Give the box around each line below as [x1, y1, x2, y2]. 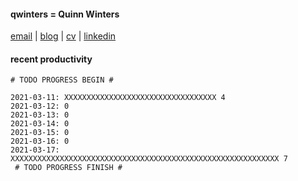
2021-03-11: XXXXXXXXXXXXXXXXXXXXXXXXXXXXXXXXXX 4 [10, 93, 226, 103]
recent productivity [10, 53, 93, 65]
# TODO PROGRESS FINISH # [14, 163, 123, 173]
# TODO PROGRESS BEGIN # [10, 75, 114, 85]
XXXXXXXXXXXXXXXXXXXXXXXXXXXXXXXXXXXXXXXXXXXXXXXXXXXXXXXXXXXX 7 [10, 154, 288, 164]
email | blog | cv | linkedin [10, 30, 117, 42]
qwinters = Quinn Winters [10, 8, 120, 20]
